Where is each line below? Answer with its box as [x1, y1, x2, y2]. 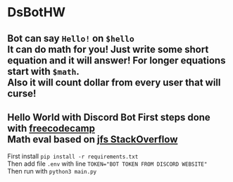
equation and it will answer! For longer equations [7, 54, 226, 66]
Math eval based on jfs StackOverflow [7, 133, 178, 145]
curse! [7, 87, 37, 99]
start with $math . [7, 65, 80, 78]
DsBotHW [7, 4, 65, 20]
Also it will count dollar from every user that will [7, 76, 221, 88]
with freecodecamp [7, 122, 95, 134]
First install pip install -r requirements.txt [7, 152, 139, 161]
